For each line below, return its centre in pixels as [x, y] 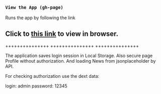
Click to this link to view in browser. [62, 34]
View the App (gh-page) [34, 7]
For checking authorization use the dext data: [52, 76]
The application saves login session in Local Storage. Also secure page [79, 56]
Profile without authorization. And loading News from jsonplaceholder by [80, 61]
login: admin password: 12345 [36, 86]
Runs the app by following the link [40, 18]
